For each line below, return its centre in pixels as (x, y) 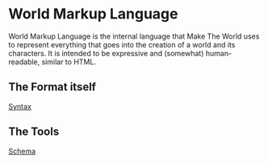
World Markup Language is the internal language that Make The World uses (134, 36)
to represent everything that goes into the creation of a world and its (122, 44)
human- (219, 53)
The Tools (34, 132)
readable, (24, 62)
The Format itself (52, 87)
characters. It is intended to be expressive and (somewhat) (106, 53)
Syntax (20, 106)
